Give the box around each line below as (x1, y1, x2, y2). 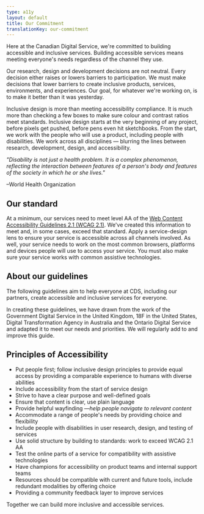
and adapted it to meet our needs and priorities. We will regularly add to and (6, 325, 198, 333)
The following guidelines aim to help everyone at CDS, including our (6, 288, 177, 295)
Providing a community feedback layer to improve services (15, 489, 164, 496)
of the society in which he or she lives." (6, 169, 106, 176)
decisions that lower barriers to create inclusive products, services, (6, 81, 176, 88)
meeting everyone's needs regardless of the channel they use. (6, 56, 164, 63)
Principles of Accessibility (6, 349, 109, 360)
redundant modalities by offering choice (15, 482, 116, 490)
